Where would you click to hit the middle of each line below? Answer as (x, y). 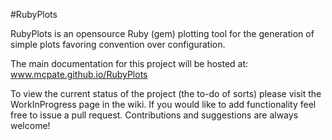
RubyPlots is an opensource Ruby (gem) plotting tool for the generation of (162, 33)
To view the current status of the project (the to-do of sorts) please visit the (166, 93)
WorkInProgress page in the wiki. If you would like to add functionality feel (163, 104)
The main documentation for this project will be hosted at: (129, 63)
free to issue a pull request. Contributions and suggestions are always (154, 115)
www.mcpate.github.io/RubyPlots (79, 74)
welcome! (30, 125)
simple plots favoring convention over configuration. (118, 44)
